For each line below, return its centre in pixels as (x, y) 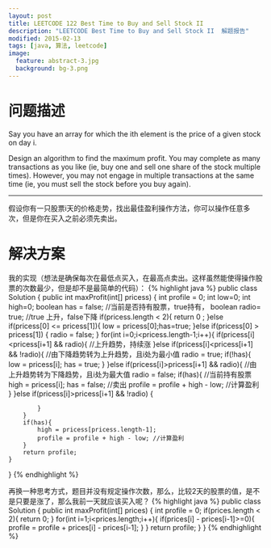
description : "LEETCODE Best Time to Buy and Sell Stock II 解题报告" (129, 31)
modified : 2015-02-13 (45, 38)
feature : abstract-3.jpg (57, 61)
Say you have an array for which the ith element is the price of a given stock (135, 133)
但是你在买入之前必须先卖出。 (72, 218)
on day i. (23, 142)
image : (19, 53)
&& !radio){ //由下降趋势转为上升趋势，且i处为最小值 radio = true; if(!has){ (130, 354)
